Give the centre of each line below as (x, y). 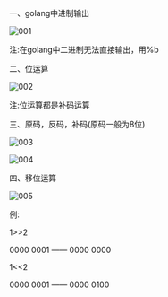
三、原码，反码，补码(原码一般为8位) (77, 124)
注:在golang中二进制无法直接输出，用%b (84, 49)
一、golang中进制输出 (50, 13)
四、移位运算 (33, 178)
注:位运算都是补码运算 (50, 105)
